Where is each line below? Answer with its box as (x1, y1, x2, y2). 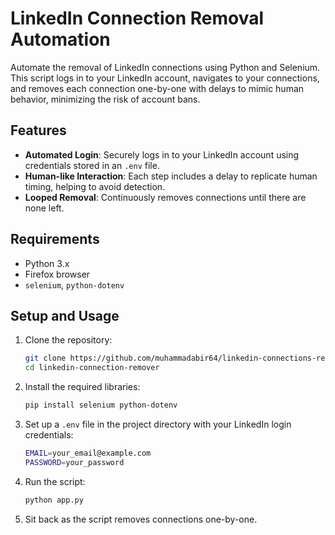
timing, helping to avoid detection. (24, 180, 166, 192)
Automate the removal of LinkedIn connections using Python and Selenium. (10, 61, 321, 73)
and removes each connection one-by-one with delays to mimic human (10, 82, 305, 94)
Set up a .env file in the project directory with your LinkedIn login (24, 418, 292, 430)
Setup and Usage (10, 307, 120, 324)
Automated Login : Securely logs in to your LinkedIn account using (24, 148, 300, 161)
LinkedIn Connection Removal (10, 7, 265, 30)
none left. (24, 202, 65, 214)
